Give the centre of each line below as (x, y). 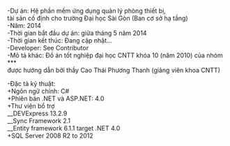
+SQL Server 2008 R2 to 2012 (51, 136)
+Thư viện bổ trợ (31, 106)
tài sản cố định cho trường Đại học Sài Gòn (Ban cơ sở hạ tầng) (98, 18)
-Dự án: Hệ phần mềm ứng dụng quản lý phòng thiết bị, (86, 11)
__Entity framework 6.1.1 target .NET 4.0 (64, 128)
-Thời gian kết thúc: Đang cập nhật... (60, 41)
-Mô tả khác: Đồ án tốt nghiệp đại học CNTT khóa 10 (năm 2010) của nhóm (115, 55)
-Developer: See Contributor (48, 48)
